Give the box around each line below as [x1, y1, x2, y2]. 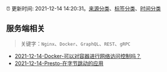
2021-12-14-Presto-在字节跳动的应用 [14, 60, 104, 67]
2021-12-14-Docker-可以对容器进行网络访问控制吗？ [14, 52, 141, 59]
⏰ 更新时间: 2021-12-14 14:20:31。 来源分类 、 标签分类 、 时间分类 [6, 5, 161, 12]
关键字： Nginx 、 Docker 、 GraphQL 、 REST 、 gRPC [20, 40, 131, 47]
